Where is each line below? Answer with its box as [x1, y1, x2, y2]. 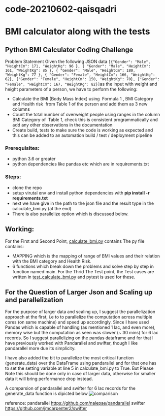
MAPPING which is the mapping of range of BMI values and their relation [12, 253, 160, 259]
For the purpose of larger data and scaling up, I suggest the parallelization [5, 309, 156, 315]
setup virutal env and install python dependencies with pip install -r [12, 190, 150, 195]
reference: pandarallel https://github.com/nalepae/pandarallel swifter [5, 400, 145, 406]
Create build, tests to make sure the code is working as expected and [12, 127, 153, 133]
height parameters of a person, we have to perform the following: [5, 86, 138, 92]
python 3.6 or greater [12, 156, 56, 162]
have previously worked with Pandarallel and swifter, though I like [5, 340, 138, 346]
